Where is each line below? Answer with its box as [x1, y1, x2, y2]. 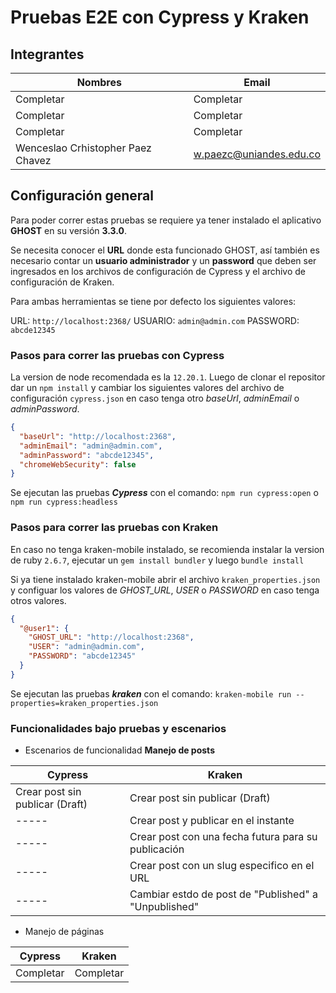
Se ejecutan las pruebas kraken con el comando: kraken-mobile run [10, 687, 292, 700]
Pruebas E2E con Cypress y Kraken [10, 6, 310, 29]
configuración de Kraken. [10, 276, 115, 288]
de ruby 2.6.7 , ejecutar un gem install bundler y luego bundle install [10, 554, 305, 566]
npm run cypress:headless [10, 497, 118, 508]
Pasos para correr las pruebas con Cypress [10, 348, 225, 362]
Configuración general [10, 187, 154, 205]
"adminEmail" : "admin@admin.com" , [19, 441, 163, 451]
